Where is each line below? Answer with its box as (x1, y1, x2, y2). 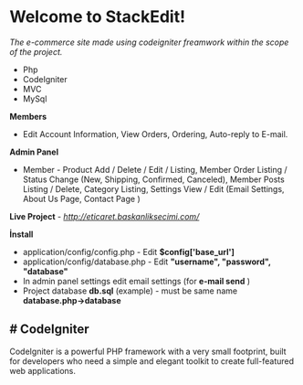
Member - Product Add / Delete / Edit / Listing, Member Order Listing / (22, 164, 287, 175)
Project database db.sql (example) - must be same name (22, 285, 238, 296)
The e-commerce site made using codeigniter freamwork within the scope (9, 37, 289, 48)
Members (9, 111, 47, 122)
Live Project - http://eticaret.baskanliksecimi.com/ (9, 210, 200, 221)
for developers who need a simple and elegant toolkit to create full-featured (9, 355, 295, 367)
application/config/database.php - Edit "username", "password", (22, 256, 271, 267)
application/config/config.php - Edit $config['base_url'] (22, 246, 235, 257)
